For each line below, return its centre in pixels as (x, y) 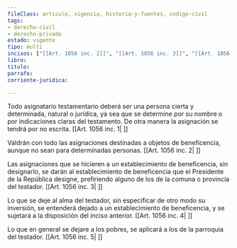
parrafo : (20, 73)
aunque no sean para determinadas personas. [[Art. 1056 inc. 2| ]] (104, 151)
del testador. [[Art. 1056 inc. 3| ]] (55, 187)
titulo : (19, 67)
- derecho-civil (31, 27)
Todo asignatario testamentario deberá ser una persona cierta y (100, 107)
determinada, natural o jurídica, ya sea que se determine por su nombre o (115, 114)
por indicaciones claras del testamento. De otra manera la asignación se (113, 122)
